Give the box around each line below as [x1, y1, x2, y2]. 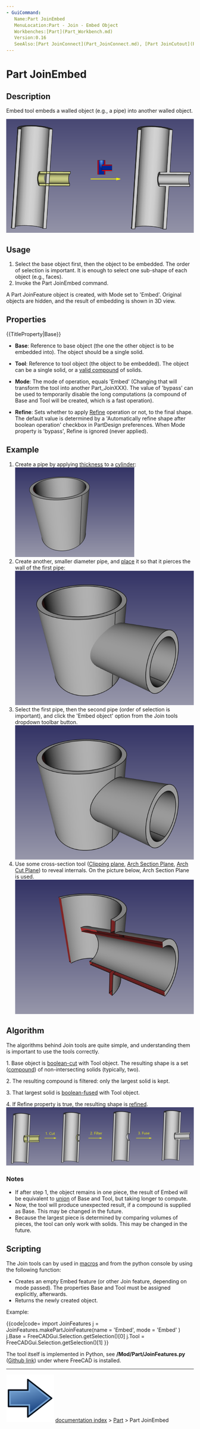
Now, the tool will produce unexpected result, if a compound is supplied [14, 1201, 191, 1208]
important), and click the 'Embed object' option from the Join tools [14, 712, 179, 719]
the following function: [6, 1266, 61, 1273]
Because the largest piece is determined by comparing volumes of [14, 1214, 179, 1221]
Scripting [6, 1244, 42, 1254]
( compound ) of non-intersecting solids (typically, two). [6, 1065, 140, 1073]
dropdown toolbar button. [14, 718, 78, 725]
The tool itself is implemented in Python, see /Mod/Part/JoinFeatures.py [6, 1350, 186, 1357]
